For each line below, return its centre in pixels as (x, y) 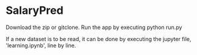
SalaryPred (35, 11)
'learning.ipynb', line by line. (41, 45)
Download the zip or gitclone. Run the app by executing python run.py (94, 27)
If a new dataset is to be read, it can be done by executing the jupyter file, (98, 39)
